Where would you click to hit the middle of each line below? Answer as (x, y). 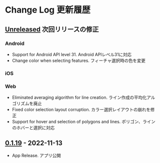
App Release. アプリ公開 (36, 155)
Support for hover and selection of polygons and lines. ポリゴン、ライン (84, 122)
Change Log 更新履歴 (48, 10)
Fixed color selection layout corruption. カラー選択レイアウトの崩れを (81, 110)
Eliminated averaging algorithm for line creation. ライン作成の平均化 (79, 98)
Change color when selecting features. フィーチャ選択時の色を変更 (79, 60)
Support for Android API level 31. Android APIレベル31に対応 (72, 54)
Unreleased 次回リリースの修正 (52, 29)
